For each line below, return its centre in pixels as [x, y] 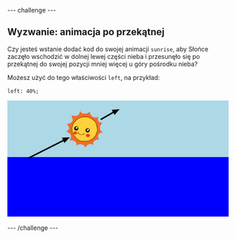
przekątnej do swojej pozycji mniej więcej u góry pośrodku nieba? [103, 64]
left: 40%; [23, 91]
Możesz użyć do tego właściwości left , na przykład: [84, 77]
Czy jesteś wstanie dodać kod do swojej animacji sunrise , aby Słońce [108, 49]
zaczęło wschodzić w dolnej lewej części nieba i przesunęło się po [104, 56]
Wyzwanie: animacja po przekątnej [86, 32]
